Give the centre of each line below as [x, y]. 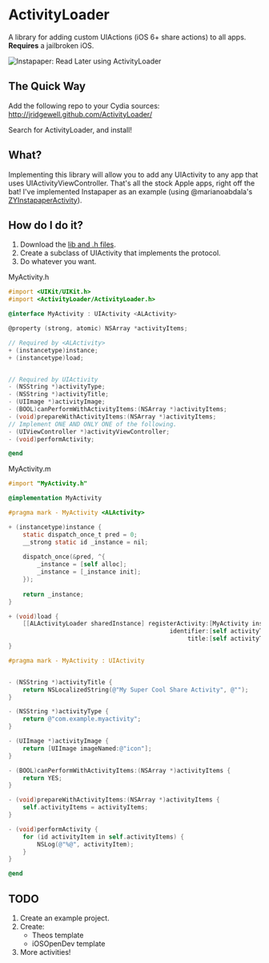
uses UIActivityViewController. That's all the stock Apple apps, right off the [132, 183]
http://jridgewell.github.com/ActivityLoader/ [80, 114]
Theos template [58, 935]
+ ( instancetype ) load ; [46, 358]
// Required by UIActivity [53, 379]
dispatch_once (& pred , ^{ [64, 557]
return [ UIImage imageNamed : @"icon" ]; [87, 749]
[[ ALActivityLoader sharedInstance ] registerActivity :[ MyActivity [136, 624]
